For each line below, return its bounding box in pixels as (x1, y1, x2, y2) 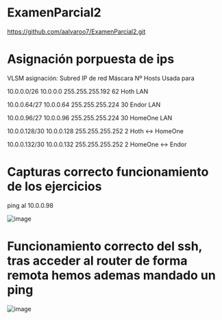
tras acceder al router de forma (7, 253, 188, 268)
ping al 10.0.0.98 (7, 201, 53, 209)
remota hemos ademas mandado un (7, 268, 216, 283)
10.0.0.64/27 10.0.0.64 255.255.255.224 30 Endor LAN (7, 101, 161, 109)
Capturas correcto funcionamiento (7, 164, 209, 180)
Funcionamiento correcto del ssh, (7, 239, 203, 254)
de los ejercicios (7, 179, 102, 194)
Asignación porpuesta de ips (7, 51, 175, 67)
